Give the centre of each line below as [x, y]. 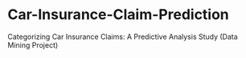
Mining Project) [33, 44]
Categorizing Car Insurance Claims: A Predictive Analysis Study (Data [123, 37]
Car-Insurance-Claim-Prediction [119, 15]
